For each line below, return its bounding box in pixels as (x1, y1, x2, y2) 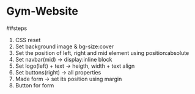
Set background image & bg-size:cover (15, 43, 114, 50)
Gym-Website (6, 4, 78, 18)
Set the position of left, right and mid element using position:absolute (15, 49, 189, 56)
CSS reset (15, 36, 41, 43)
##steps (6, 24, 28, 32)
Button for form (15, 81, 54, 89)
